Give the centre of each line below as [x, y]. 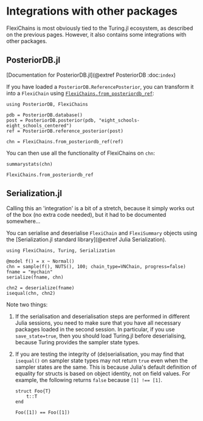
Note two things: [27, 304]
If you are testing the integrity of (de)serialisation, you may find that [99, 354]
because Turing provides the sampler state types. [77, 342]
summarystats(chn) [29, 164]
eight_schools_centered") [39, 126]
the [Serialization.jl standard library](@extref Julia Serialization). [86, 239]
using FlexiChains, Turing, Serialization [61, 250]
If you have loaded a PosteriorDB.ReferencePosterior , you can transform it [100, 87]
